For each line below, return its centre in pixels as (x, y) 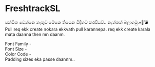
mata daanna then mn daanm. (35, 34)
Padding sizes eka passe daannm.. (40, 59)
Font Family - (18, 44)
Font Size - (16, 49)
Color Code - (18, 54)
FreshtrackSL (33, 8)
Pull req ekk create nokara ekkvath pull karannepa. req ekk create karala (78, 29)
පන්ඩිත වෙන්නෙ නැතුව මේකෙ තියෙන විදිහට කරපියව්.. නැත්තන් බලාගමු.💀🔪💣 (77, 22)
